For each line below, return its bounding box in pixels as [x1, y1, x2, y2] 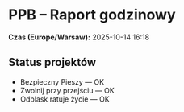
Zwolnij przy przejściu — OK [19, 85, 115, 95]
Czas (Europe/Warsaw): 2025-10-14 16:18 [8, 32, 150, 42]
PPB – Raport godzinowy [8, 6, 176, 24]
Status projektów [8, 56, 97, 69]
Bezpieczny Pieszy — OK [19, 77, 105, 86]
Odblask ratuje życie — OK [19, 94, 111, 104]
